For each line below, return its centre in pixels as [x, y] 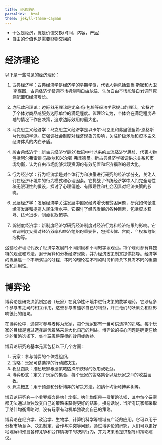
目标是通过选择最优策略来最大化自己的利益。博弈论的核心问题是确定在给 [85, 330]
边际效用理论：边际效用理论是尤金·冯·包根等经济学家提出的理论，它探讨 [83, 107]
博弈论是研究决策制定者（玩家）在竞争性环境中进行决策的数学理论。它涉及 [79, 302]
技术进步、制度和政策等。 [46, 215]
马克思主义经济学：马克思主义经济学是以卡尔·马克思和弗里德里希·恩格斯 [83, 130]
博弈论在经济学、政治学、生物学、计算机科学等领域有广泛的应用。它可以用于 [81, 420]
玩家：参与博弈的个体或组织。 [41, 357]
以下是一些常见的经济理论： [33, 75]
